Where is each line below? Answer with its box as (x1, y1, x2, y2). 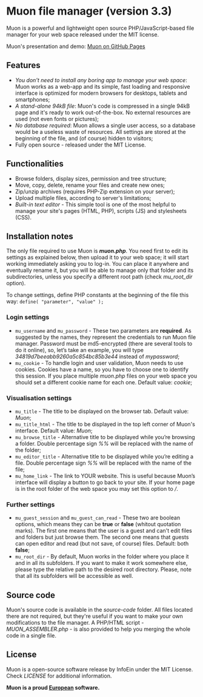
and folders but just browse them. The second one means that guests (15, 533, 189, 541)
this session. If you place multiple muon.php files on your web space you (15, 372, 198, 380)
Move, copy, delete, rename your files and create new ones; (15, 181, 165, 189)
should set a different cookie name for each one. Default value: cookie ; (15, 378, 193, 386)
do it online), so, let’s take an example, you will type (15, 346, 144, 353)
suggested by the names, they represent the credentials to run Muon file (15, 333, 196, 341)
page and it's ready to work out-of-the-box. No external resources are (15, 108, 191, 116)
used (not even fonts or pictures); (15, 115, 99, 122)
